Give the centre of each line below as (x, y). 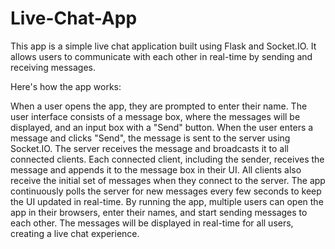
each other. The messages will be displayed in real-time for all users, (152, 223)
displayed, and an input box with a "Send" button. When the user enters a (162, 127)
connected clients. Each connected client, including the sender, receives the (167, 159)
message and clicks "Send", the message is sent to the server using (150, 138)
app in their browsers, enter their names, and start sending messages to (159, 212)
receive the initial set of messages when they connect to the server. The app (168, 180)
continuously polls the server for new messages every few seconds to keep (166, 191)
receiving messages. (53, 67)
